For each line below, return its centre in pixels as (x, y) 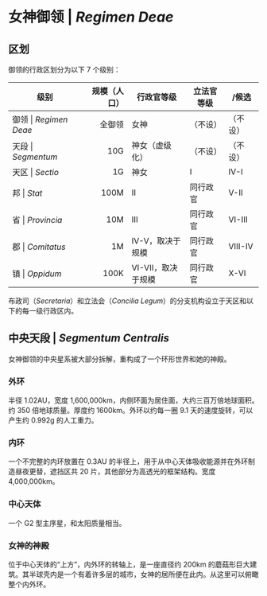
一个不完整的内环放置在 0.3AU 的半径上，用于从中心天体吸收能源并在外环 (128, 462)
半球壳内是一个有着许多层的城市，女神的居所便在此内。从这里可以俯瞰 (144, 574)
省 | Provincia (37, 220)
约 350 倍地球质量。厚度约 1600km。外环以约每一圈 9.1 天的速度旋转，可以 (131, 411)
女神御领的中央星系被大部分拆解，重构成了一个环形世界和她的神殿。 (120, 359)
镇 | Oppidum (37, 274)
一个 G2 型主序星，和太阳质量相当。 (67, 523)
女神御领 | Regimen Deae (91, 17)
